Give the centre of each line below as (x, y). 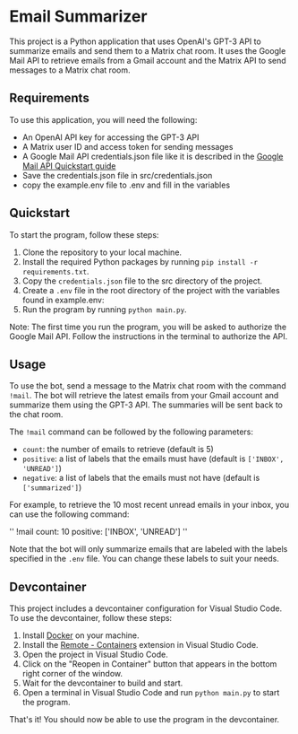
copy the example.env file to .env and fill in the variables (126, 185)
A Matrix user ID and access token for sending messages (128, 146)
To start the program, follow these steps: (84, 234)
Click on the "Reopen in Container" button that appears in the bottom (149, 664)
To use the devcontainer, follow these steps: (91, 618)
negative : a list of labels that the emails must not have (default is (141, 478)
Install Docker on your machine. (81, 635)
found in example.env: (63, 300)
